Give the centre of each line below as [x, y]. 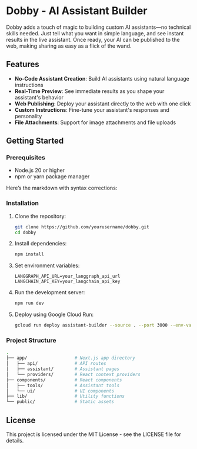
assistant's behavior [39, 97]
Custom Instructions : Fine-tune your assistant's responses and [92, 109]
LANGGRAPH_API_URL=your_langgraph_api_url [67, 277]
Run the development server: [50, 292]
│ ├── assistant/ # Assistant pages [63, 369]
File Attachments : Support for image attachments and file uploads [95, 122]
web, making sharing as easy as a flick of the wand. [69, 46]
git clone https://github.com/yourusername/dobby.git [82, 227]
